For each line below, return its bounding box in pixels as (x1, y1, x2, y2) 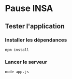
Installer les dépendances (5, 37, 67, 43)
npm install (5, 47, 29, 52)
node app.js (5, 69, 29, 75)
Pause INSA (5, 3, 53, 14)
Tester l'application (5, 22, 65, 30)
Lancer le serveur (5, 58, 47, 65)
